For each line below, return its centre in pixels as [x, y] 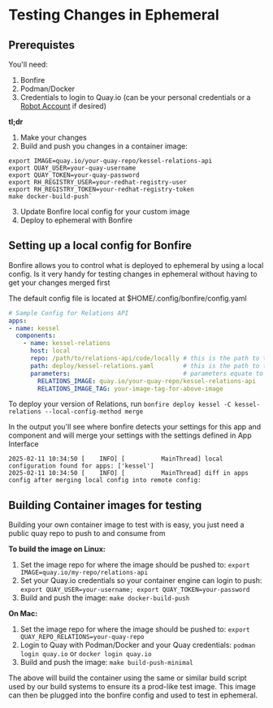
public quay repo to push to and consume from [87, 533]
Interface [24, 444]
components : [36, 336]
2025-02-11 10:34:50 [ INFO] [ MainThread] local [116, 459]
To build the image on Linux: [57, 549]
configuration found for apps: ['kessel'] [81, 466]
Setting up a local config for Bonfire [100, 246]
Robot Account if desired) [63, 106]
